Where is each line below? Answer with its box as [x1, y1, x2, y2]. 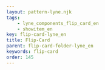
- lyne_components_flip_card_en [17, 20, 99, 26]
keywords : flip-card [6, 49, 59, 55]
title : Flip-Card [6, 37, 50, 43]
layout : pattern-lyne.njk [6, 9, 72, 15]
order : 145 [6, 54, 34, 60]
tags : [6, 15, 20, 21]
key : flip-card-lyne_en [6, 32, 67, 38]
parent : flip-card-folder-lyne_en [6, 43, 94, 49]
